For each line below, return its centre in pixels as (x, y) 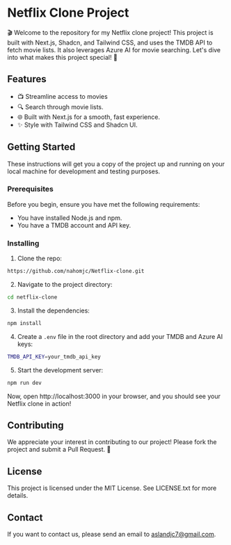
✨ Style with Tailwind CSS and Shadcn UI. (77, 125)
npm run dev (24, 383)
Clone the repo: (40, 258)
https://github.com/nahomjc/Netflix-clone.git (76, 271)
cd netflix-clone (32, 297)
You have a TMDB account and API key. (74, 225)
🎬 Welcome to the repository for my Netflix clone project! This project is (110, 32)
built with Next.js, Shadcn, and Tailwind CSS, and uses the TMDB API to (110, 42)
